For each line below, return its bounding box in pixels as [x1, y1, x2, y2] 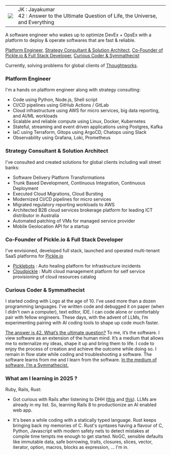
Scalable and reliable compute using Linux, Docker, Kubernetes [12, 118, 146, 125]
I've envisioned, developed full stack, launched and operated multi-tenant [5, 247, 160, 253]
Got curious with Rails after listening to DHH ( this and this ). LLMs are [12, 396, 157, 402]
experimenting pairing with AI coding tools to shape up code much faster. [5, 320, 159, 326]
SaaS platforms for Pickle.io [5, 253, 64, 259]
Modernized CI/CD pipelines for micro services [12, 196, 111, 202]
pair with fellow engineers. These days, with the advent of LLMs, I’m [5, 314, 149, 321]
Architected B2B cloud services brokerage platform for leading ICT [12, 207, 153, 213]
